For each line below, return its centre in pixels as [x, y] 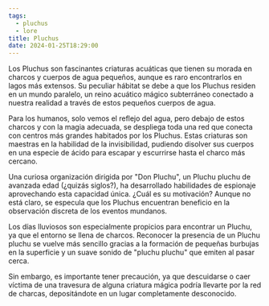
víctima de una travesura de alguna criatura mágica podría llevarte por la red [135, 285]
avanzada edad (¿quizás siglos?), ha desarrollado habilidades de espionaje [132, 185]
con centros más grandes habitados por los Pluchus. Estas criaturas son [128, 136]
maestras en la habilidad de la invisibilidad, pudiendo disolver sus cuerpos [131, 144]
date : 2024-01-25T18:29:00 [53, 46]
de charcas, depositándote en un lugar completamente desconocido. [122, 294]
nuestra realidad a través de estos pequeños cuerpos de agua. [112, 103]
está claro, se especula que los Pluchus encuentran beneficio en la [119, 203]
